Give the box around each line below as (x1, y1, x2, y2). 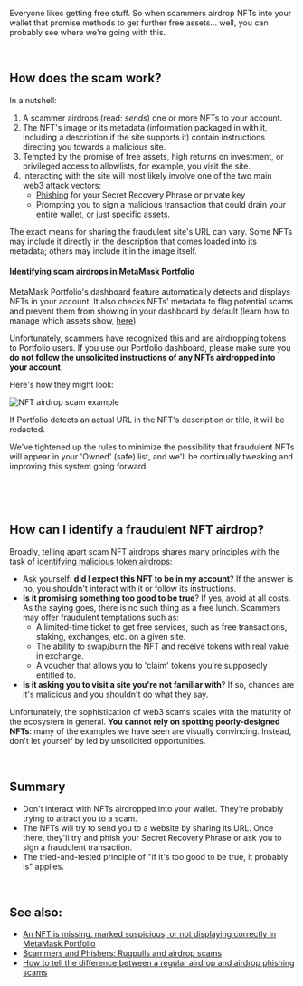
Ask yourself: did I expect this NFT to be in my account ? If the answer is (22, 573, 294, 584)
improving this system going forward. (9, 461, 149, 472)
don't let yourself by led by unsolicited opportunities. (9, 735, 206, 746)
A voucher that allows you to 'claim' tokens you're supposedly (35, 660, 269, 671)
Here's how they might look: (9, 380, 115, 391)
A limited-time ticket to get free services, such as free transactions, (35, 621, 288, 633)
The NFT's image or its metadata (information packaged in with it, (22, 121, 269, 132)
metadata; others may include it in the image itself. (9, 245, 197, 256)
